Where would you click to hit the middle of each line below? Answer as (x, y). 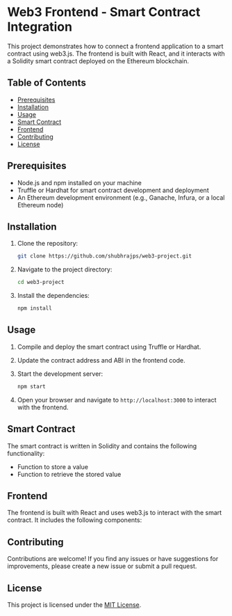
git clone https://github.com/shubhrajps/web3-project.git (105, 256)
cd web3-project (41, 283)
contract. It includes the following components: (75, 520)
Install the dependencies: (53, 296)
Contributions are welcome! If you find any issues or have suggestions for (113, 559)
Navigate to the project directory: (65, 269)
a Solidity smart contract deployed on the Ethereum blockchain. (98, 61)
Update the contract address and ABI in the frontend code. (101, 360)
